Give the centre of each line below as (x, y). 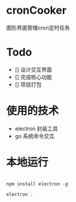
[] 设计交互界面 (33, 69)
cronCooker (37, 10)
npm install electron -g (37, 184)
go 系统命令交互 (35, 136)
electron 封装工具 (36, 128)
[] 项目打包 (28, 84)
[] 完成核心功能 (33, 77)
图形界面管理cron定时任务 (38, 27)
